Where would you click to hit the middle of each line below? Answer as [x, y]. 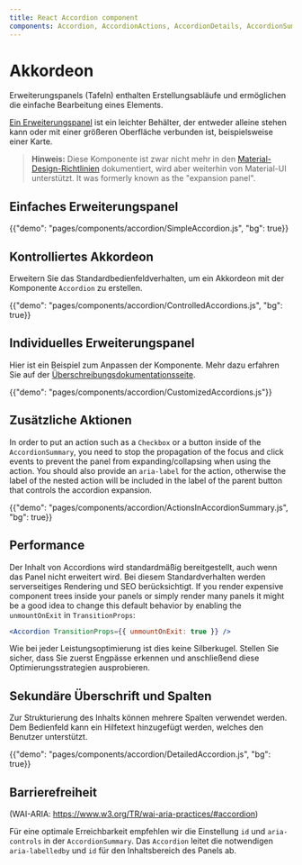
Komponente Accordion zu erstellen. [76, 288]
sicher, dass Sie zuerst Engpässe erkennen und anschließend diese [134, 658]
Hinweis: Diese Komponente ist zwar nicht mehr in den [133, 159]
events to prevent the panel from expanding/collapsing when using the [140, 461]
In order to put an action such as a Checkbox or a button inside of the [135, 442]
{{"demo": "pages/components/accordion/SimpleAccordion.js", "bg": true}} [149, 228]
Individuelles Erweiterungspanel [102, 343]
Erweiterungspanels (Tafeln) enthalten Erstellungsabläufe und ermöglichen [148, 96]
